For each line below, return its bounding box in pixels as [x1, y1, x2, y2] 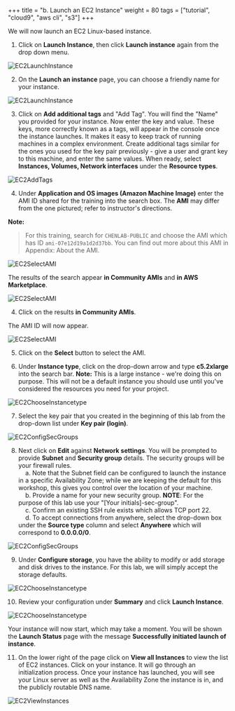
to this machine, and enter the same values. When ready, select [17, 154, 201, 163]
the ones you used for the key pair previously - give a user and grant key [17, 147, 228, 155]
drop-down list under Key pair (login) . [17, 419, 129, 427]
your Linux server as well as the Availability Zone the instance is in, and [17, 676, 224, 684]
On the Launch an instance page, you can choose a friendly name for [17, 75, 220, 83]
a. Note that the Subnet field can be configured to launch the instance [24, 469, 227, 477]
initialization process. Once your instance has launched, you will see [17, 668, 215, 676]
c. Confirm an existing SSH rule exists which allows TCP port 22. [24, 506, 211, 514]
